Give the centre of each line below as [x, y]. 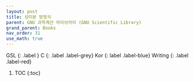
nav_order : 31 [23, 33]
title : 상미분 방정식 [29, 17]
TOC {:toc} [27, 73]
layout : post [22, 11]
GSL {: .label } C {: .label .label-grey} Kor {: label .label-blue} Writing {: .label [97, 55]
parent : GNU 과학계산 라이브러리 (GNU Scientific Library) [74, 22]
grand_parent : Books [31, 28]
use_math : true [25, 39]
